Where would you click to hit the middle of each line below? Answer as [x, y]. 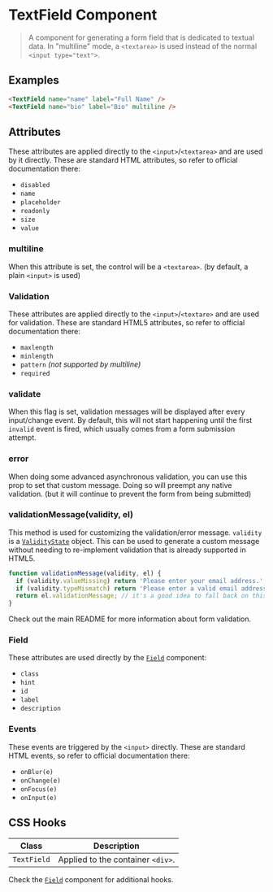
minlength [37, 356]
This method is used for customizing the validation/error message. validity [135, 532]
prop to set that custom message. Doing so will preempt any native [120, 485]
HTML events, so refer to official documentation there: [99, 755]
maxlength [37, 347]
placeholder [40, 202]
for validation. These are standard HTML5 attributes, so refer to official [127, 322]
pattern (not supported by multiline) [80, 364]
